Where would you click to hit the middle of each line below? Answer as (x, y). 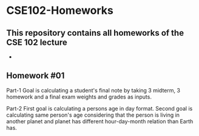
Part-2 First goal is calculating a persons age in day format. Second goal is (99, 108)
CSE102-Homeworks (60, 11)
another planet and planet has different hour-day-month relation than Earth (100, 121)
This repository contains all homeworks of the (95, 33)
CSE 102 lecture (37, 42)
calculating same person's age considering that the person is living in (93, 115)
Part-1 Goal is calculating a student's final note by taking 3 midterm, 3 (93, 90)
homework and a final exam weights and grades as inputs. (79, 97)
